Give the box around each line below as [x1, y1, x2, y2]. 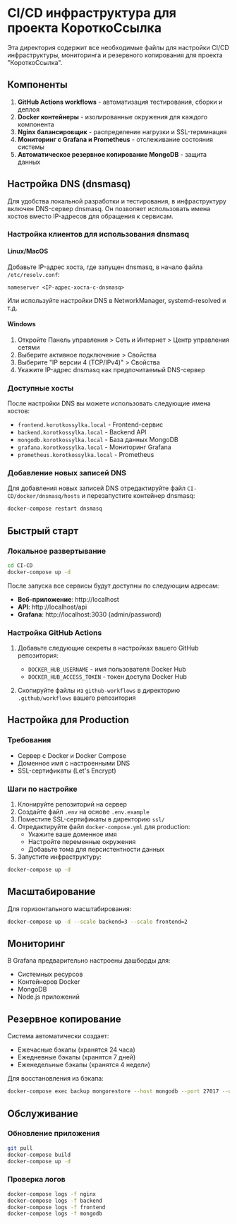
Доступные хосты [7, 383, 74, 393]
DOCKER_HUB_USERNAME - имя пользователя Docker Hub [28, 665, 186, 674]
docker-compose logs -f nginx [7, 1190, 97, 1198]
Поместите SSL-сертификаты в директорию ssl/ [17, 815, 166, 824]
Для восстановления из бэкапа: [7, 1074, 104, 1083]
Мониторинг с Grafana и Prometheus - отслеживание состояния [17, 135, 214, 143]
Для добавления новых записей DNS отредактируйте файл [7, 484, 186, 492]
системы [17, 143, 44, 151]
